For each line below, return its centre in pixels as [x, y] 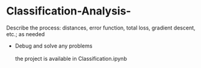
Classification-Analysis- [69, 11]
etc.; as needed [26, 34]
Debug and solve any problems [54, 46]
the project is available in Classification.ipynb [71, 58]
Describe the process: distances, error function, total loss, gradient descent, [101, 28]
